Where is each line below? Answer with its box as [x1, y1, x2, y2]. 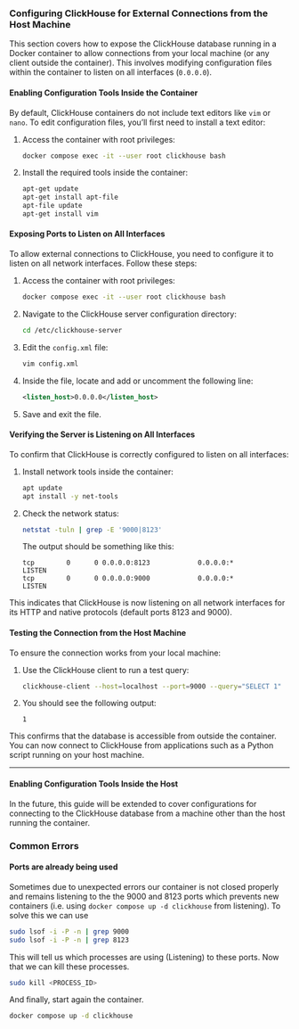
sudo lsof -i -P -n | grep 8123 [9, 935, 129, 944]
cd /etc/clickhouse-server [21, 325, 123, 334]
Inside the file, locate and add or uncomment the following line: [21, 375, 254, 386]
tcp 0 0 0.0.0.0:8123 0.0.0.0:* [21, 558, 234, 568]
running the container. [9, 817, 91, 827]
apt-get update [21, 185, 79, 193]
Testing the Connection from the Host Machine [9, 628, 187, 638]
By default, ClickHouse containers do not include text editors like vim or [9, 107, 271, 118]
